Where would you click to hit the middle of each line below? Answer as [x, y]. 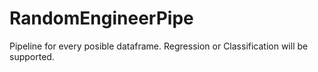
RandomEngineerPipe [101, 18]
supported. [32, 56]
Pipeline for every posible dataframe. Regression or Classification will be [159, 46]
